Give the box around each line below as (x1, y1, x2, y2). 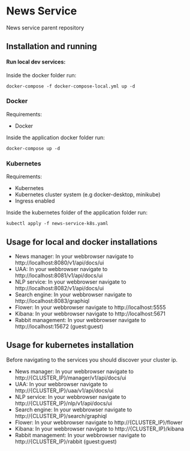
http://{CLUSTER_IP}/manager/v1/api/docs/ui (14, 374, 126, 381)
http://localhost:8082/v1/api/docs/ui (14, 284, 104, 291)
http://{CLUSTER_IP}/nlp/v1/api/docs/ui (14, 399, 113, 407)
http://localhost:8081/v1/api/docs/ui (14, 272, 103, 279)
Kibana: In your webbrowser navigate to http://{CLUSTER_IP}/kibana (14, 425, 185, 432)
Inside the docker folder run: (6, 71, 77, 79)
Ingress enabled (14, 197, 55, 205)
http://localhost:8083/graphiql (14, 297, 90, 304)
